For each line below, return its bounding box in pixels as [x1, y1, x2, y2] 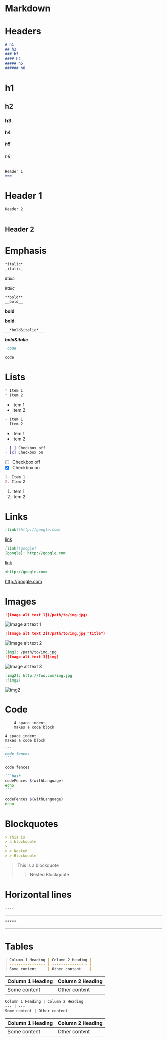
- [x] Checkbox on [5, 450, 43, 455]
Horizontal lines [5, 889, 72, 900]
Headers [5, 26, 41, 37]
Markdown [5, 3, 51, 14]
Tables [5, 941, 34, 952]
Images [5, 596, 36, 607]
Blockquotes [5, 818, 58, 829]
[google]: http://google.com [5, 550, 66, 556]
